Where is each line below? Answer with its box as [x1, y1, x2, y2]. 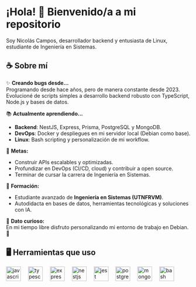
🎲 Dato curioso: [6, 217, 45, 224]
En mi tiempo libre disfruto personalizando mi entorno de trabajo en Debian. [6, 223, 189, 230]
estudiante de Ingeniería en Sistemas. [6, 43, 97, 50]
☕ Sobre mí [6, 61, 48, 71]
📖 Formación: [6, 182, 40, 189]
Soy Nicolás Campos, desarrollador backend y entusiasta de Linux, [6, 37, 168, 44]
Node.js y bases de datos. [6, 98, 69, 105]
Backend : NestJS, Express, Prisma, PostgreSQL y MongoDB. [14, 123, 162, 130]
